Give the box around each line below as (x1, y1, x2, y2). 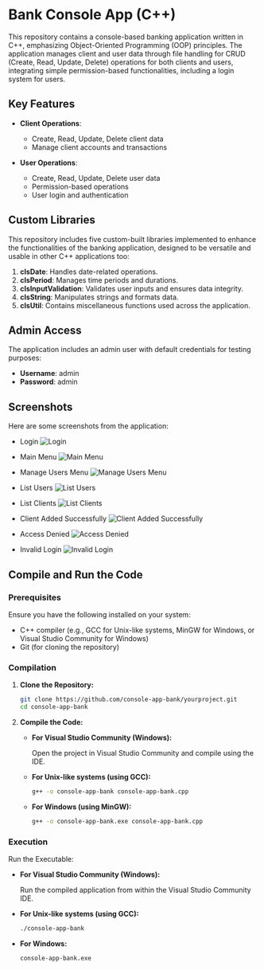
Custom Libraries (8, 213, 95, 227)
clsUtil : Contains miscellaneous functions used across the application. (19, 300, 250, 310)
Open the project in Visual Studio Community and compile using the (31, 748, 254, 757)
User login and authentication (31, 190, 129, 200)
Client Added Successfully (19, 514, 107, 523)
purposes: (8, 353, 42, 363)
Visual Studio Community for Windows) (19, 633, 149, 643)
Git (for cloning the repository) (19, 642, 120, 651)
